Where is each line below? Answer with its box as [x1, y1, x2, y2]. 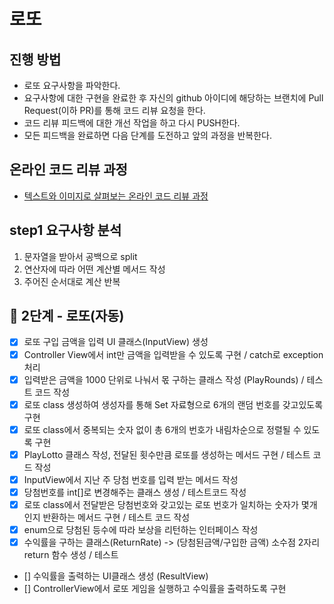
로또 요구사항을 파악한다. [23, 80, 121, 91]
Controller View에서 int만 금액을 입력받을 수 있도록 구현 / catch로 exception [23, 348, 324, 360]
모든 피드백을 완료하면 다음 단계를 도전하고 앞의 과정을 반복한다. [23, 130, 272, 141]
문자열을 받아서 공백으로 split [23, 250, 138, 262]
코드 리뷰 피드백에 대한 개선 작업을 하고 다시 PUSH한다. [23, 117, 241, 129]
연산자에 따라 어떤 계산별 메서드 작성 [23, 263, 166, 275]
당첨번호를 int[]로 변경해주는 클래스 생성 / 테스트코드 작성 [23, 486, 247, 498]
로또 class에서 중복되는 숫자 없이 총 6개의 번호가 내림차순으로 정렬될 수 [23, 423, 302, 435]
